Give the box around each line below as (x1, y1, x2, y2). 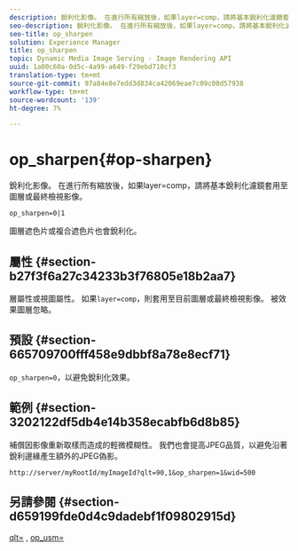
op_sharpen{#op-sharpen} (9, 150, 213, 169)
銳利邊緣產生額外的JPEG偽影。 (9, 450, 122, 461)
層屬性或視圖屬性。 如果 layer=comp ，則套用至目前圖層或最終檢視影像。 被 (9, 294, 279, 303)
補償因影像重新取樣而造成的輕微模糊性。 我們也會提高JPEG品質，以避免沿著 (9, 439, 288, 450)
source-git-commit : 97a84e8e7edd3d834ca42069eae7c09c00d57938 (9, 79, 244, 88)
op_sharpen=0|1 (9, 209, 66, 218)
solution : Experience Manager (9, 37, 122, 47)
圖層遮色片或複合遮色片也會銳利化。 (9, 225, 142, 236)
